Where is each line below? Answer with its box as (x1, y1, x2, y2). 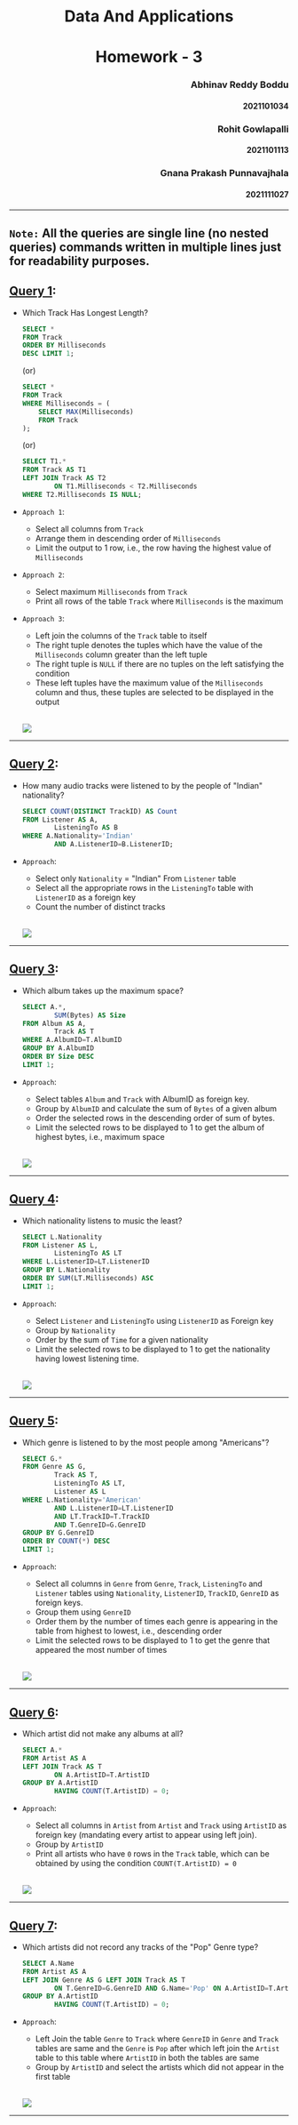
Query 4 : (9, 1191, 59, 1207)
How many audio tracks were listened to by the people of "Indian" (21, 780, 263, 790)
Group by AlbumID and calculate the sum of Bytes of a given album (35, 1103, 278, 1113)
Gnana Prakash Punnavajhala (160, 167, 289, 180)
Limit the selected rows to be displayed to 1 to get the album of (35, 1122, 265, 1133)
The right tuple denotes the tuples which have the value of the (35, 639, 263, 650)
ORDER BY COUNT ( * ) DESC (21, 1536, 111, 1546)
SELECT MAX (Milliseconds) (38, 407, 135, 416)
